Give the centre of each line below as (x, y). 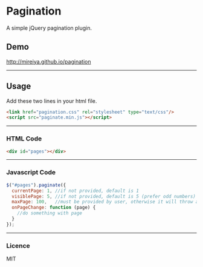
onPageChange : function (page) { (54, 208)
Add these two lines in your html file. (52, 101)
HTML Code (24, 139)
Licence (18, 245)
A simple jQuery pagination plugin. (49, 28)
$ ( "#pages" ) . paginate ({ (36, 185)
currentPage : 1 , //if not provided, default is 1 (75, 191)
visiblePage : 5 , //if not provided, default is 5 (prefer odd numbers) (104, 196)
